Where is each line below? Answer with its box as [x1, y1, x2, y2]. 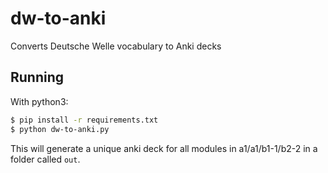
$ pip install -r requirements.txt [10, 115, 159, 125]
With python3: [10, 95, 69, 107]
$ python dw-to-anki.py [10, 124, 110, 134]
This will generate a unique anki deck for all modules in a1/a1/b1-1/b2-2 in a [10, 142, 318, 154]
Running [10, 69, 65, 86]
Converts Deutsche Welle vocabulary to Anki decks [10, 40, 222, 52]
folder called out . [10, 153, 81, 165]
